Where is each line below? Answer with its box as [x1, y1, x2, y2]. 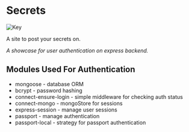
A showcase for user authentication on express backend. [6, 46, 149, 54]
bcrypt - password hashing [14, 87, 82, 94]
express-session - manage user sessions [14, 106, 117, 113]
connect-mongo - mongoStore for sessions [14, 99, 123, 107]
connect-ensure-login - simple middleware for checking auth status [14, 93, 184, 100]
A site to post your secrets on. [6, 35, 81, 42]
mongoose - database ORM [14, 80, 84, 87]
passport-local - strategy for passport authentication [14, 119, 146, 126]
